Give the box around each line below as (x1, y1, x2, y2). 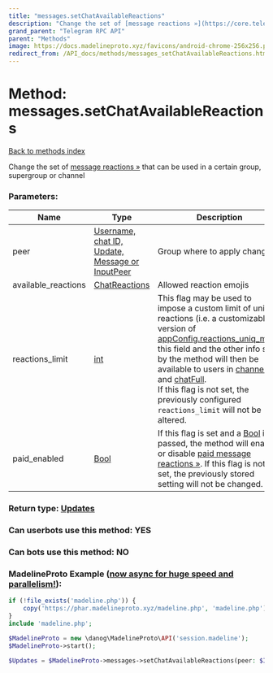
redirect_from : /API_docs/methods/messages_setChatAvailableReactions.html (8, 50, 271, 58)
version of (157, 323, 197, 334)
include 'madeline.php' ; (8, 619, 93, 627)
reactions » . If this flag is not (157, 458, 266, 470)
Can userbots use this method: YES (8, 525, 152, 536)
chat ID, (93, 236, 123, 247)
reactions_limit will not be (157, 404, 262, 415)
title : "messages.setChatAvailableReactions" (8, 11, 165, 20)
